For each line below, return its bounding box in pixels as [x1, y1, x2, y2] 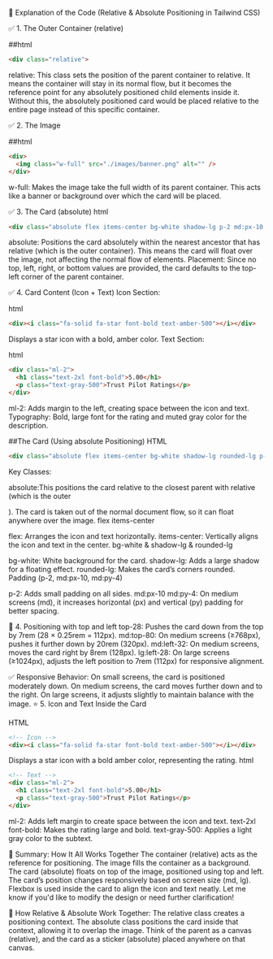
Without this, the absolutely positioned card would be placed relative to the [8, 96, 260, 106]
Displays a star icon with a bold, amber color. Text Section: [8, 334, 205, 345]
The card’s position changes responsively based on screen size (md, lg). [8, 874, 251, 885]
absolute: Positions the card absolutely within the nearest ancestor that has [8, 237, 261, 247]
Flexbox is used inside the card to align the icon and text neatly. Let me [8, 883, 246, 893]
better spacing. [8, 605, 59, 615]
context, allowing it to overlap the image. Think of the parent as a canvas [8, 925, 252, 935]
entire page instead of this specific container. [8, 104, 160, 114]
